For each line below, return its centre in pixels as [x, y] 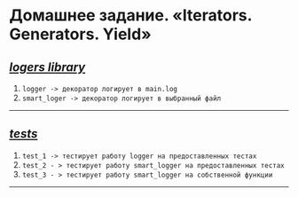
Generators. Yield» [81, 34]
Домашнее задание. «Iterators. [131, 16]
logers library [47, 67]
